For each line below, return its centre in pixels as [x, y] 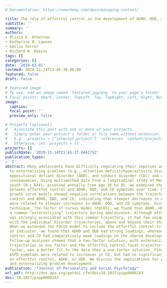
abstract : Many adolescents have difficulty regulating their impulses [81, 166]
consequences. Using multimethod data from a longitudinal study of [82, 180]
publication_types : [25, 157]
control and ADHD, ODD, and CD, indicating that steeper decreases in [84, 199]
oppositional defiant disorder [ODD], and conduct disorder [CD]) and [84, 176]
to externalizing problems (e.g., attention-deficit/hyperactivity [81, 171]
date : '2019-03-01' [25, 65]
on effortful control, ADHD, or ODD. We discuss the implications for [84, 259]
